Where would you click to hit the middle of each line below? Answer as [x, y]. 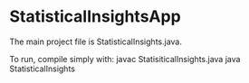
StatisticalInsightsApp [95, 17]
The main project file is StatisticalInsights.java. [96, 41]
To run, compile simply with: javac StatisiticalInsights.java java [125, 59]
